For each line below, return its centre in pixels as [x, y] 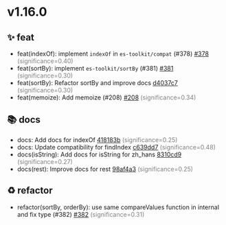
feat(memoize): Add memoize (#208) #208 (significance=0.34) [106, 97]
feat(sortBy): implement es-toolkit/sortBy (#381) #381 [95, 68]
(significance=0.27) [45, 161]
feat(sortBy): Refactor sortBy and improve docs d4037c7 [98, 83]
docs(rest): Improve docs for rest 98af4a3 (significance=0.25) [105, 169]
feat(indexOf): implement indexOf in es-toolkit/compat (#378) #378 [113, 54]
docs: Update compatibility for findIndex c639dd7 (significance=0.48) [116, 147]
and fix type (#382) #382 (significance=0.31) [81, 214]
